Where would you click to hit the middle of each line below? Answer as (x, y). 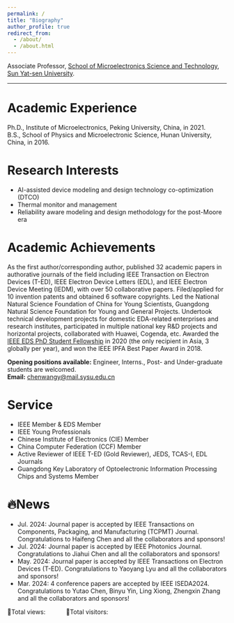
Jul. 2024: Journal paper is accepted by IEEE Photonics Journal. (109, 546)
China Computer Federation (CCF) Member (79, 446)
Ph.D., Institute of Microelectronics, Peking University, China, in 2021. (107, 127)
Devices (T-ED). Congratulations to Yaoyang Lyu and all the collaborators (122, 569)
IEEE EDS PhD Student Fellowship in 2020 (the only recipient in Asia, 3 (108, 341)
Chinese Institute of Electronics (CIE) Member (83, 439)
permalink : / (26, 14)
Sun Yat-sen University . (41, 73)
